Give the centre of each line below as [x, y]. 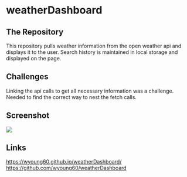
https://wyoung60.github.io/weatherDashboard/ [64, 162]
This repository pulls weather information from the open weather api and [94, 46]
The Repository [35, 32]
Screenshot [28, 116]
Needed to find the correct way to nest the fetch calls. [71, 97]
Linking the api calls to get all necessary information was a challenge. [90, 91]
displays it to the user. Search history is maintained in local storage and [92, 52]
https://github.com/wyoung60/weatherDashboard [67, 168]
